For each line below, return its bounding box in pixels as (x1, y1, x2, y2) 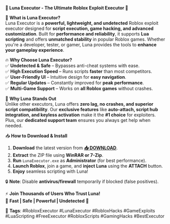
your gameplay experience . (5, 47, 64, 53)
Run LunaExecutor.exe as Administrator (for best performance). (12, 157, 147, 164)
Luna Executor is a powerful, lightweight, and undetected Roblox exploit (5, 20, 159, 26)
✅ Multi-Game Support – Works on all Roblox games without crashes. (5, 85, 153, 91)
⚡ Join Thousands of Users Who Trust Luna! (5, 190, 100, 197)
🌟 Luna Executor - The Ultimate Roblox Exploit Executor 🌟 (5, 5, 128, 11)
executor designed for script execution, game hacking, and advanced (5, 25, 154, 31)
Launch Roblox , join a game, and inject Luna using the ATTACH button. (12, 163, 163, 169)
